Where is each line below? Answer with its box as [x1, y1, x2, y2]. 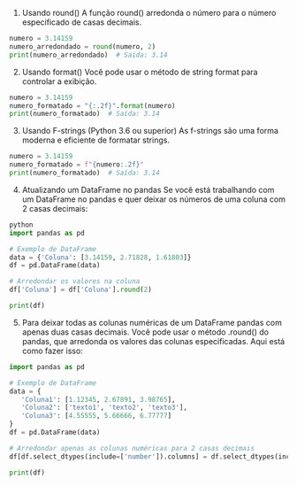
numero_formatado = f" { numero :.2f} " [9, 160, 144, 169]
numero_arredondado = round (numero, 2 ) [9, 42, 156, 51]
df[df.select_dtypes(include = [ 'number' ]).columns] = [9, 451, 208, 461]
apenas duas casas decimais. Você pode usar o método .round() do [21, 327, 270, 337]
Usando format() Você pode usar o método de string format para [21, 66, 258, 77]
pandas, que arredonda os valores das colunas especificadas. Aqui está [21, 336, 286, 346]
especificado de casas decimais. [21, 17, 142, 27]
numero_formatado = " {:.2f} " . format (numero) [9, 101, 176, 110]
